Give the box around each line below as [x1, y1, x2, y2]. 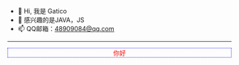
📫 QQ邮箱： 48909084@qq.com [17, 25, 115, 32]
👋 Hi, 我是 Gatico [17, 7, 68, 15]
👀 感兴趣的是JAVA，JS [17, 16, 85, 24]
